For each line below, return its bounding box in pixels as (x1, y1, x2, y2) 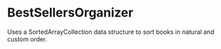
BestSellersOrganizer (7, 5, 133, 21)
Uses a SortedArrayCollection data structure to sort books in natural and (7, 28, 215, 36)
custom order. (7, 35, 47, 43)
